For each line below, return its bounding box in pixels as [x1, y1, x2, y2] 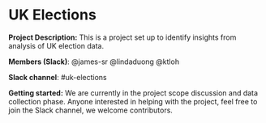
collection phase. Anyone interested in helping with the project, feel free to [8, 96, 258, 106]
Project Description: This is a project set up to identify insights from [8, 32, 237, 42]
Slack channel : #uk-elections [8, 72, 107, 82]
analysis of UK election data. [8, 40, 104, 50]
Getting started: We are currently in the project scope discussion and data [8, 87, 258, 98]
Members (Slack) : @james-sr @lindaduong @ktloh [8, 57, 180, 66]
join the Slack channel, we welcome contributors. [8, 105, 173, 115]
